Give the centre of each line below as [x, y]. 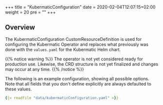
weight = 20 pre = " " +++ [30, 12]
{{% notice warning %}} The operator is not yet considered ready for [74, 59]
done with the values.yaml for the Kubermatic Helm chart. [63, 49]
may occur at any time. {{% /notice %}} [45, 69]
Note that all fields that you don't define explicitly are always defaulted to [78, 84]
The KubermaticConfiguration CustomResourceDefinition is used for [73, 39]
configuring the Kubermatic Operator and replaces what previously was [77, 44]
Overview [20, 27]
